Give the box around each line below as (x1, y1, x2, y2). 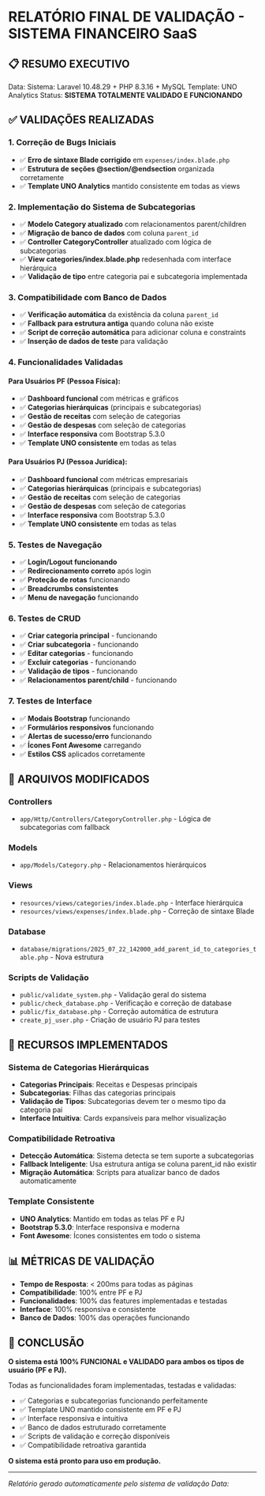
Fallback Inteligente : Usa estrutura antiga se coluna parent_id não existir (19, 1159, 257, 1169)
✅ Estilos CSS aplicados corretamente (19, 749, 146, 759)
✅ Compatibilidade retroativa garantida (19, 1441, 147, 1450)
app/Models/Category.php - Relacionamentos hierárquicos (19, 860, 207, 869)
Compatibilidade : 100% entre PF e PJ (19, 1288, 143, 1298)
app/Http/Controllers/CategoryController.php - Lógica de (19, 814, 211, 823)
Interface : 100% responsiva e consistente (19, 1305, 156, 1314)
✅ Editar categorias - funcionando (19, 649, 134, 658)
